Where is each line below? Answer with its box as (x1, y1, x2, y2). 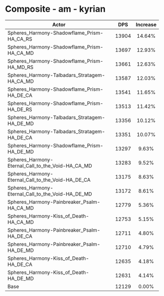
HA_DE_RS (7, 106, 33, 113)
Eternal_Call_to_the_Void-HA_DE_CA (7, 176, 91, 183)
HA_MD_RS (7, 64, 34, 71)
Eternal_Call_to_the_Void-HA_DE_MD (7, 190, 92, 197)
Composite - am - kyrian (5, 3, 106, 15)
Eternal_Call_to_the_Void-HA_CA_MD (7, 162, 92, 169)
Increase (136, 21, 157, 28)
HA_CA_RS (7, 35, 33, 42)
